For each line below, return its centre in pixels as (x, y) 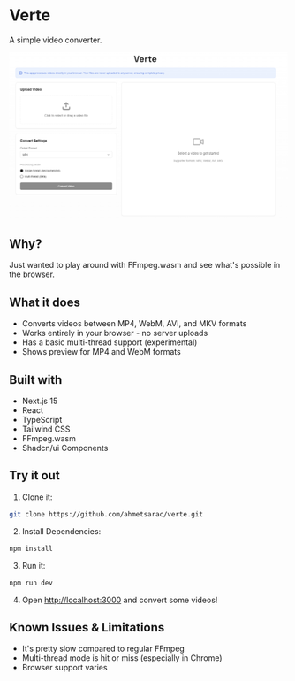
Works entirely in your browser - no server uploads (115, 333)
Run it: (34, 565)
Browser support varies (64, 668)
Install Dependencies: (61, 531)
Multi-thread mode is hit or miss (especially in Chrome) (122, 658)
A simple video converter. (56, 40)
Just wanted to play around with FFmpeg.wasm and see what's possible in (145, 265)
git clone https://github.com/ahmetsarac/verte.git (106, 514)
